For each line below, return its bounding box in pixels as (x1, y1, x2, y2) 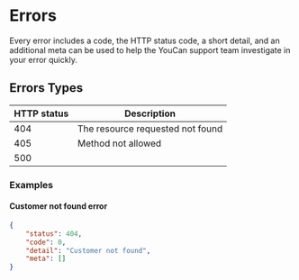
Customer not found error (9, 201, 108, 212)
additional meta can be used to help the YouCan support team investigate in (9, 44, 291, 55)
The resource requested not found (77, 122, 223, 135)
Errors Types (9, 80, 84, 95)
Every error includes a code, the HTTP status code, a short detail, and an (9, 35, 281, 46)
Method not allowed (77, 137, 162, 149)
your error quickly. (9, 54, 78, 65)
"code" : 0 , (25, 238, 67, 247)
